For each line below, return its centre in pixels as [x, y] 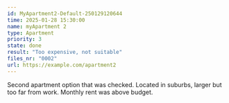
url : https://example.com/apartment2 [62, 65]
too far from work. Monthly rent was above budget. [80, 92]
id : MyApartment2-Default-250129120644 [65, 13]
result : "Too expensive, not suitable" [65, 53]
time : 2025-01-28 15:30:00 [46, 20]
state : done [24, 46]
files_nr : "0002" [32, 59]
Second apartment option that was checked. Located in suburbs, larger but [114, 84]
